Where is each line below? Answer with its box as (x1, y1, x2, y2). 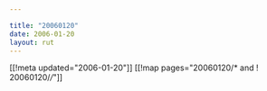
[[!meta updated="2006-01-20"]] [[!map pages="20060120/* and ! (9, 62, 260, 73)
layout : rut (9, 38, 54, 47)
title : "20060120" (9, 21, 79, 30)
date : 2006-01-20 (9, 29, 75, 39)
